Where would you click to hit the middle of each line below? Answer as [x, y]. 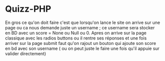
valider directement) [26, 53]
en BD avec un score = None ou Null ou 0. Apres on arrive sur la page [76, 33]
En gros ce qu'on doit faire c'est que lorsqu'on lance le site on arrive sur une [82, 22]
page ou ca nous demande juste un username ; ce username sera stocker [80, 27]
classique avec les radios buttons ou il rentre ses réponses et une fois [76, 38]
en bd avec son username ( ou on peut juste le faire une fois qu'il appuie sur [82, 48]
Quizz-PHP [28, 9]
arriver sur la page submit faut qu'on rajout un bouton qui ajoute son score [81, 43]
